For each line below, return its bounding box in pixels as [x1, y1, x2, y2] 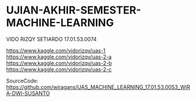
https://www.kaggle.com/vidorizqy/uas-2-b [6, 60, 113, 67]
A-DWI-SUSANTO [6, 90, 50, 97]
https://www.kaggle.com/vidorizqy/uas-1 [6, 47, 105, 54]
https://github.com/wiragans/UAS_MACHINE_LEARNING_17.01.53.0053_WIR [6, 83, 191, 90]
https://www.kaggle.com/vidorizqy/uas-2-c [6, 65, 112, 73]
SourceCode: [6, 77, 38, 84]
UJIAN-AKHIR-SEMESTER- [6, 4, 142, 17]
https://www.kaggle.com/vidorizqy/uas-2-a [6, 53, 112, 60]
